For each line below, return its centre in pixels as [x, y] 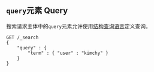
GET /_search [22, 37]
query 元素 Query [37, 11]
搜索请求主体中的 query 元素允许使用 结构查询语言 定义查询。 [78, 26]
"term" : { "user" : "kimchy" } [68, 53]
